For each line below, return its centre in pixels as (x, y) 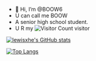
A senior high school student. (52, 22)
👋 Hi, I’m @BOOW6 (39, 9)
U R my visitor (52, 28)
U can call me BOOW (41, 16)
